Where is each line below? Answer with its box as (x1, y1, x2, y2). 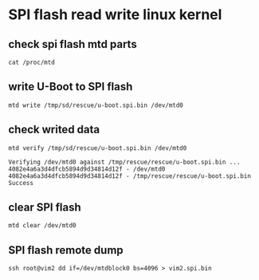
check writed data (8, 123, 100, 136)
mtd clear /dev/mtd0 (8, 222, 77, 230)
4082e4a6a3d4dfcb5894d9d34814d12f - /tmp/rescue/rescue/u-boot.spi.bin (8, 172, 251, 180)
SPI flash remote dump (8, 243, 124, 257)
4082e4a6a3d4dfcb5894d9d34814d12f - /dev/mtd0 (8, 165, 166, 173)
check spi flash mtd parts (8, 37, 137, 51)
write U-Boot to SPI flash (8, 80, 133, 93)
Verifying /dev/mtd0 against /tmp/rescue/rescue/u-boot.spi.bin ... (8, 158, 241, 166)
